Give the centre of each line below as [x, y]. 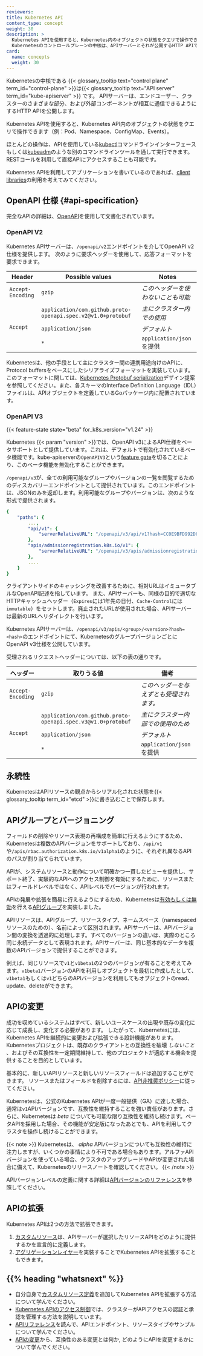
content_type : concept [35, 23]
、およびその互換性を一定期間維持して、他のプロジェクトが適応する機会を [99, 1052]
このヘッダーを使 [166, 288]
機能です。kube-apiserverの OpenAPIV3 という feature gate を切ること [95, 457]
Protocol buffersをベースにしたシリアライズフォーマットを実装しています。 [100, 370]
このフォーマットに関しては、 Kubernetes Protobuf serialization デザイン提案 [101, 377]
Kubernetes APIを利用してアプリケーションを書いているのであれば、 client [98, 172]
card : [13, 51]
